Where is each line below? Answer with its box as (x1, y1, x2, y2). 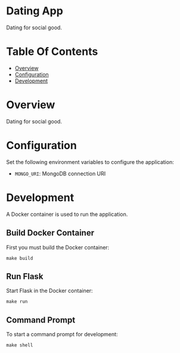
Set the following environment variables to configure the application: (6, 158, 174, 165)
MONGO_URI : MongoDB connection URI (14, 170, 106, 177)
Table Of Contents (6, 45, 98, 58)
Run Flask (6, 271, 44, 281)
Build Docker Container (6, 228, 95, 238)
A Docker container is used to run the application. (6, 210, 128, 218)
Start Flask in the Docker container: (6, 287, 94, 295)
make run (6, 299, 28, 305)
